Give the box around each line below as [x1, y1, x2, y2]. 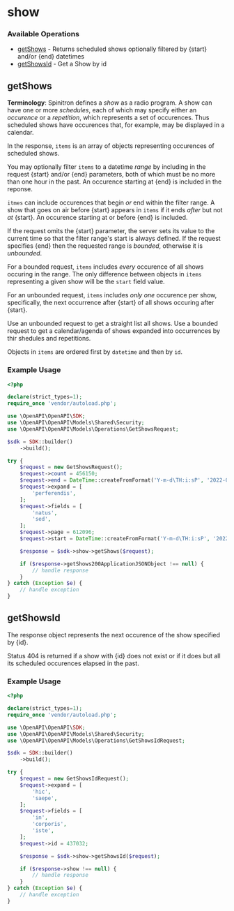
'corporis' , [32, 821, 68, 828]
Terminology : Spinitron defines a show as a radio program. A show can [7, 98, 212, 107]
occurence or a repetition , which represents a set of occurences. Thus [7, 113, 210, 122]
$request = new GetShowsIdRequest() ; [19, 776, 130, 783]
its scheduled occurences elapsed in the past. [7, 659, 139, 667]
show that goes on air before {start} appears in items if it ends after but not [7, 206, 223, 214]
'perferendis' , [32, 489, 77, 496]
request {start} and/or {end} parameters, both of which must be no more [7, 170, 216, 179]
